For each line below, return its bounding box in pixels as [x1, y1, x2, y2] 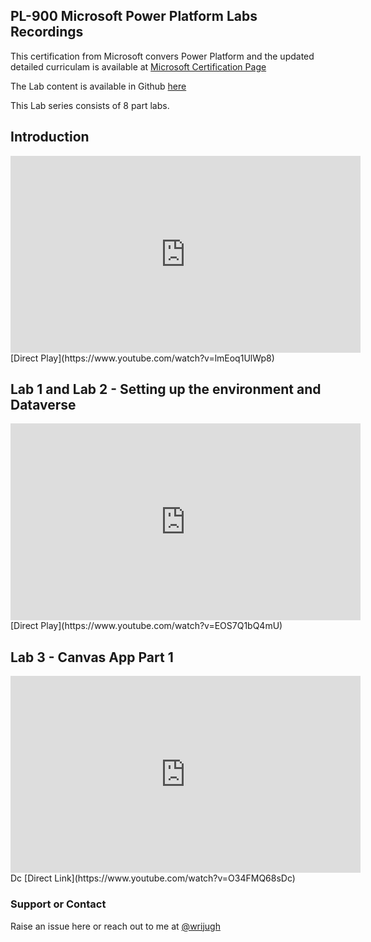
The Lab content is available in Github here [10, 80, 187, 92]
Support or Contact [10, 897, 107, 911]
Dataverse [10, 397, 77, 414]
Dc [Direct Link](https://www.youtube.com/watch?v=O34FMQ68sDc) [10, 872, 296, 884]
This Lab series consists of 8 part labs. [10, 99, 170, 111]
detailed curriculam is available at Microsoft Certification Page [10, 60, 267, 73]
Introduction [10, 129, 90, 146]
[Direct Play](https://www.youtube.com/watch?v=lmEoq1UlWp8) [10, 352, 275, 364]
